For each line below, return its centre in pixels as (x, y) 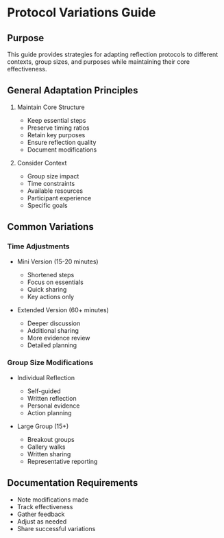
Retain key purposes (56, 134)
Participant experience (59, 198)
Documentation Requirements (73, 483)
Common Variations (50, 227)
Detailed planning (52, 345)
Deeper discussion (54, 323)
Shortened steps (51, 274)
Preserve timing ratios (58, 128)
